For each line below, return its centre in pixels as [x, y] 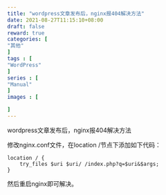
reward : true [26, 33]
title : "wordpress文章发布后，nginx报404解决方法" [76, 13]
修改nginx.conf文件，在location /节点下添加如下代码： [84, 145]
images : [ [23, 98]
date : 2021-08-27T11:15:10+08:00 [55, 20]
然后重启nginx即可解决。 [43, 183]
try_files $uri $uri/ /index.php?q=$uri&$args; [89, 164]
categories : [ [28, 39]
